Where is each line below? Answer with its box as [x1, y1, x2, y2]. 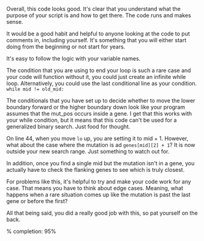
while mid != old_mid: [6, 86, 64, 92]
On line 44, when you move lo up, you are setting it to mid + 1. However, [6, 135, 189, 142]
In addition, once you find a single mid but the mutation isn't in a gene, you [6, 160, 195, 167]
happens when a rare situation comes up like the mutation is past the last [6, 191, 191, 198]
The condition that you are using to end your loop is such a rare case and [6, 67, 191, 74]
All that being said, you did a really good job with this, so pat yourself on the [6, 209, 198, 217]
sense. [6, 18, 23, 25]
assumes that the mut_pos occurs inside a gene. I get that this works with [6, 110, 192, 117]
